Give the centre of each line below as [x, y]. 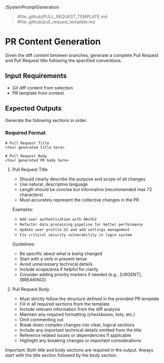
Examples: [23, 209]
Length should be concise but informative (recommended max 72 [86, 189]
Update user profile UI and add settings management [75, 230]
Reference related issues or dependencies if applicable [75, 335]
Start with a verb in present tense [53, 259]
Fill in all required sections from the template [64, 304]
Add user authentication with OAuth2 [58, 219]
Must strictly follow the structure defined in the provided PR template [89, 299]
